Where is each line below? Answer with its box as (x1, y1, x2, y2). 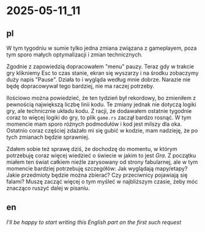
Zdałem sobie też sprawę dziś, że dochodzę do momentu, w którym (6, 145, 177, 152)
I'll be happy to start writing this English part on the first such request (6, 218, 182, 226)
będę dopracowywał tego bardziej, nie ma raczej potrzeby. (6, 82, 155, 90)
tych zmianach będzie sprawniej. (6, 133, 90, 141)
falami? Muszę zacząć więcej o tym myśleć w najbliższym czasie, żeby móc (6, 178, 198, 185)
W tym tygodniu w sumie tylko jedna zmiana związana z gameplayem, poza (6, 44, 197, 52)
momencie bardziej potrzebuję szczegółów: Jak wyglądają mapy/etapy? (6, 165, 188, 172)
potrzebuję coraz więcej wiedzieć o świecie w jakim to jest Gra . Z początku (6, 152, 196, 159)
